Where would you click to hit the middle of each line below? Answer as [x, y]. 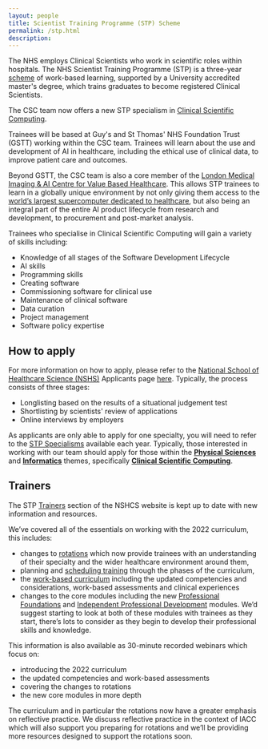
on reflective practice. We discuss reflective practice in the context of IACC [132, 719]
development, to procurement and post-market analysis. [101, 218]
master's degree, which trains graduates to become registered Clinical [124, 87]
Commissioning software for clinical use [86, 292]
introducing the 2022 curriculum [73, 669]
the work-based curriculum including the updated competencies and [133, 578]
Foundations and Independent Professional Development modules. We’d [139, 604]
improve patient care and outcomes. [68, 160]
